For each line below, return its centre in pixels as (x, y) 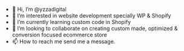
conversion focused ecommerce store (59, 35)
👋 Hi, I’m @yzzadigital (39, 9)
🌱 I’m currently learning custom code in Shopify (71, 22)
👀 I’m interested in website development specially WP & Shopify (91, 16)
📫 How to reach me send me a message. (64, 41)
